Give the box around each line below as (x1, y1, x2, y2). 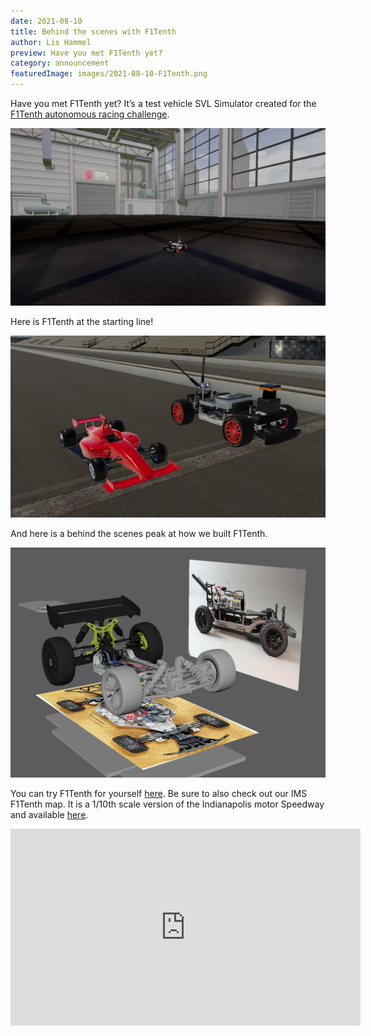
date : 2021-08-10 (10, 16, 83, 26)
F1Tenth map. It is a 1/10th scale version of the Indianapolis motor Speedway (10, 798, 325, 810)
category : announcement (10, 58, 110, 69)
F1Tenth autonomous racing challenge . (10, 108, 170, 120)
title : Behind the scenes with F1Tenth (10, 26, 177, 37)
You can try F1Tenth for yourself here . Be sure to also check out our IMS (10, 788, 308, 800)
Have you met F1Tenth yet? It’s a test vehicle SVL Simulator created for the (10, 98, 317, 109)
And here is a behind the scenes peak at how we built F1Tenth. (10, 528, 268, 540)
